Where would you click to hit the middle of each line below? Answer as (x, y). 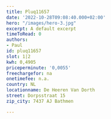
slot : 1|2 (19, 56)
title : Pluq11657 (28, 12)
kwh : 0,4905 (21, 62)
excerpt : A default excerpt (41, 29)
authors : (17, 40)
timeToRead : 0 (24, 34)
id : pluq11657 (24, 51)
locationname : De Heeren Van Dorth (51, 90)
